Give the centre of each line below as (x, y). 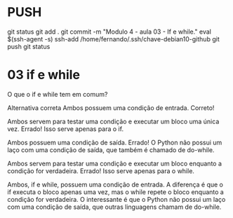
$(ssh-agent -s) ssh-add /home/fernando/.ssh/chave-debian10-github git (113, 39)
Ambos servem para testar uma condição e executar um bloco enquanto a (115, 163)
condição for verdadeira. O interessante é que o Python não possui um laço (116, 199)
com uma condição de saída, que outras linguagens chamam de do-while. (114, 207)
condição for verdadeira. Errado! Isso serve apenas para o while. (101, 171)
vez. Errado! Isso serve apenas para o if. (66, 129)
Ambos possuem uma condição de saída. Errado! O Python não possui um (115, 142)
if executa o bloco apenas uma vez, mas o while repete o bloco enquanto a (116, 192)
